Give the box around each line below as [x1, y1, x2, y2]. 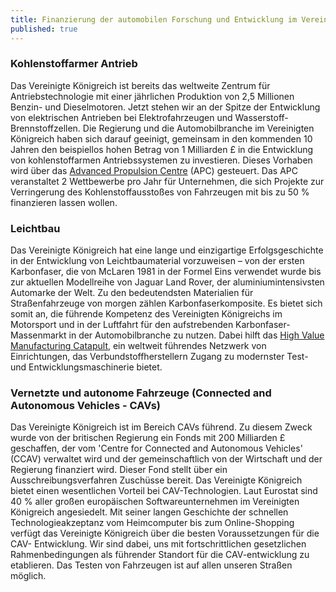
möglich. [10, 570, 47, 582]
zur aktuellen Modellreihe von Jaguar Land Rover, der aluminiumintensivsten [10, 276, 325, 288]
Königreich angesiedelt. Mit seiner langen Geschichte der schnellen [10, 506, 289, 518]
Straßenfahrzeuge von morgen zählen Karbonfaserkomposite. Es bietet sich [10, 297, 323, 310]
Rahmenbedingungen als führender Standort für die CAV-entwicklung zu [10, 549, 310, 561]
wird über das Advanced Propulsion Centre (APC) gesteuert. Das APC [10, 164, 298, 176]
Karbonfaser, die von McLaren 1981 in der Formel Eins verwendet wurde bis [10, 266, 322, 278]
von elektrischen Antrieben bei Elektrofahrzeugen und [10, 111, 233, 123]
